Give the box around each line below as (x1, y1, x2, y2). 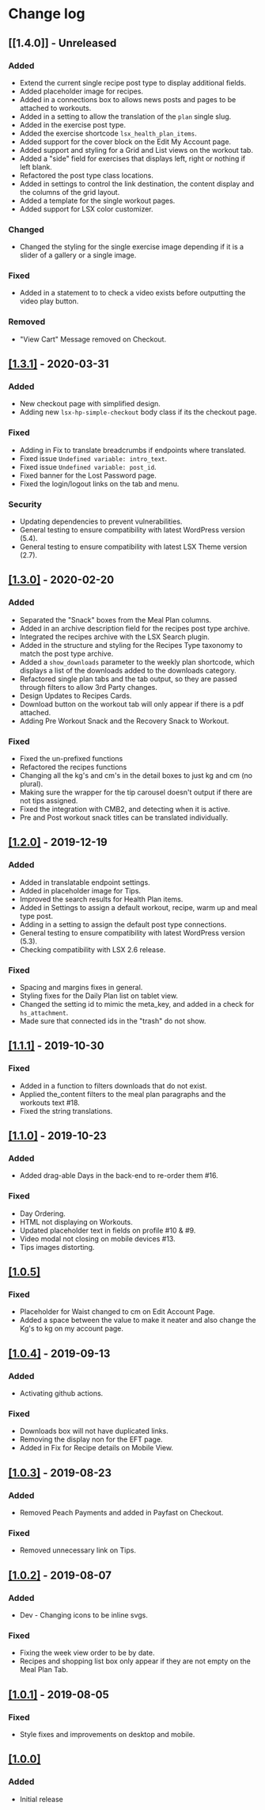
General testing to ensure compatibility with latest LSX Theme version (19, 542, 248, 551)
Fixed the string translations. (19, 1106, 113, 1115)
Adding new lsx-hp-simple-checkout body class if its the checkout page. (19, 407, 257, 417)
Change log (8, 5, 85, 23)
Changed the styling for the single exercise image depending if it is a (19, 242, 244, 252)
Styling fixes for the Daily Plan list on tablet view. (19, 991, 178, 1000)
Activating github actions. (19, 1389, 104, 1398)
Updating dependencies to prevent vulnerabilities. (19, 516, 183, 527)
